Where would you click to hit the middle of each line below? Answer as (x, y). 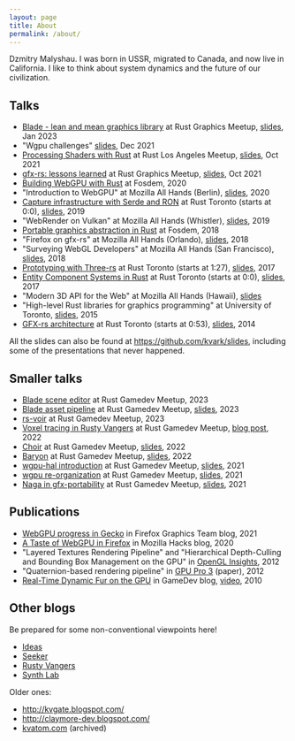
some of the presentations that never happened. (97, 351)
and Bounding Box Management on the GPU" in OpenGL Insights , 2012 (151, 561)
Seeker (35, 656)
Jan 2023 (39, 136)
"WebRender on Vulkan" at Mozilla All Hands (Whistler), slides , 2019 (146, 221)
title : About (33, 26)
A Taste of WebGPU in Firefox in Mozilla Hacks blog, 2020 (128, 542)
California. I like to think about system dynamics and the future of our (135, 68)
